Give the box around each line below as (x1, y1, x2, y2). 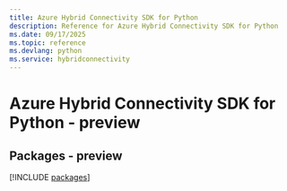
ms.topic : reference (9, 38, 87, 48)
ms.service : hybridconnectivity (9, 55, 130, 64)
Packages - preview (9, 148, 123, 163)
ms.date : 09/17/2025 (9, 30, 87, 39)
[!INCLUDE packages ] (9, 172, 91, 182)
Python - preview (9, 113, 141, 133)
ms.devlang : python (9, 47, 83, 56)
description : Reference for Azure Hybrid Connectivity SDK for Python (9, 22, 279, 30)
